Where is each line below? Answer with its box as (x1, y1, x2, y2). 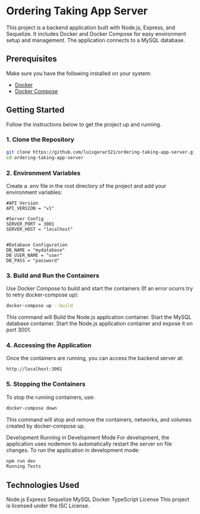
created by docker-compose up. (6, 422, 86, 429)
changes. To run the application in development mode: (6, 446, 140, 454)
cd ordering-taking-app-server (6, 154, 84, 160)
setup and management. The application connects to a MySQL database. (6, 36, 186, 44)
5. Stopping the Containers (6, 380, 86, 388)
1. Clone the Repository (6, 135, 74, 144)
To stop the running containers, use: (6, 394, 95, 401)
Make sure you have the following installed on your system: (6, 70, 152, 77)
